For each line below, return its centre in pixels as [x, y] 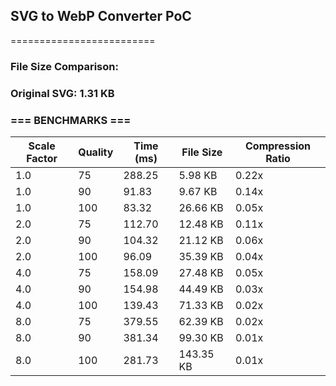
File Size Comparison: [64, 66]
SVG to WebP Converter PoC [101, 16]
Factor [42, 158]
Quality [96, 152]
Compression [278, 146]
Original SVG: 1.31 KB [62, 93]
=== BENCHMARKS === [71, 120]
